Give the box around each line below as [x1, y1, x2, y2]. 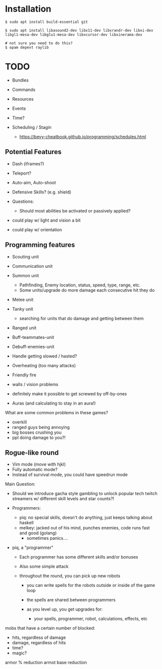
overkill [12, 419, 27, 425]
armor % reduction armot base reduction [5, 660, 87, 666]
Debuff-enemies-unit [12, 344, 54, 350]
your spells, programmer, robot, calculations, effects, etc [34, 616, 147, 622]
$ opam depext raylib [5, 45, 49, 50]
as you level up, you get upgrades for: [26, 606, 103, 612]
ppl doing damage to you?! [12, 434, 66, 440]
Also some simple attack [19, 563, 69, 569]
